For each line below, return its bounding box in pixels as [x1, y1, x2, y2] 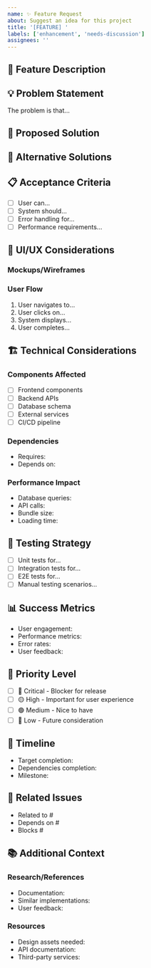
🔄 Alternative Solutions [7, 151, 112, 164]
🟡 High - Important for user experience [17, 695, 134, 704]
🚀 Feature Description [7, 63, 106, 75]
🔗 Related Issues [7, 791, 83, 804]
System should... [17, 206, 68, 215]
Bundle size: [17, 509, 55, 517]
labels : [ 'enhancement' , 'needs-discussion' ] [7, 30, 145, 38]
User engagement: [17, 624, 73, 633]
